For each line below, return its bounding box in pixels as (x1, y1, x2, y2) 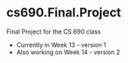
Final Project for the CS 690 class (6, 27, 101, 36)
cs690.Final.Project (6, 5, 121, 21)
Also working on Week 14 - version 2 (16, 48, 120, 56)
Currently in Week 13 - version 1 (16, 40, 107, 49)
